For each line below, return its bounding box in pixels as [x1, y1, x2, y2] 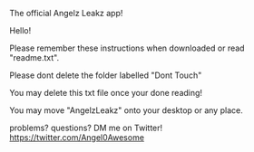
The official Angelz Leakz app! [9, 8, 123, 18]
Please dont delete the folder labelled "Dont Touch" [9, 70, 202, 81]
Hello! [9, 25, 32, 35]
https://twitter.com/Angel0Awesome [9, 132, 145, 143]
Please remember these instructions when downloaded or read [9, 43, 245, 53]
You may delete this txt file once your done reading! [9, 88, 202, 98]
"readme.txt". [9, 52, 60, 62]
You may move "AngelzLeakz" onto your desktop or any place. [9, 105, 243, 116]
